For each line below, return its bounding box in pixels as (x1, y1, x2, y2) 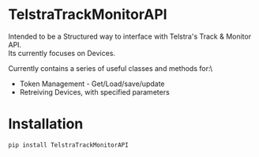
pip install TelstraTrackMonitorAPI (8, 140, 129, 149)
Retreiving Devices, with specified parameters (19, 87, 170, 96)
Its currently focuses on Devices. (8, 48, 116, 58)
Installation (8, 115, 84, 133)
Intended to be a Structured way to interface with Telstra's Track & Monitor (8, 32, 251, 41)
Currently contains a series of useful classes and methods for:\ (8, 63, 213, 73)
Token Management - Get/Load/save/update (19, 79, 165, 88)
